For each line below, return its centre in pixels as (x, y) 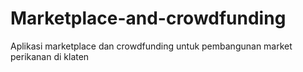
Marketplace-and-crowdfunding (148, 18)
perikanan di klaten (50, 56)
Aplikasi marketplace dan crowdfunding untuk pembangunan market (151, 46)
